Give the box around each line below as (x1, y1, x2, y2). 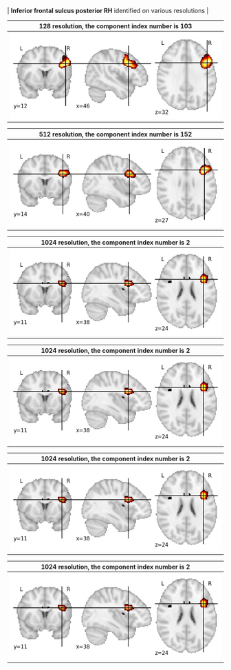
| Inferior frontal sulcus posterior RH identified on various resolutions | (7, 7, 209, 14)
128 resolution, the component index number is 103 (38, 21, 192, 30)
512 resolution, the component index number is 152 (38, 130, 192, 138)
